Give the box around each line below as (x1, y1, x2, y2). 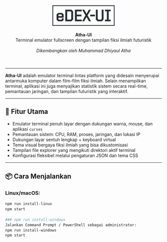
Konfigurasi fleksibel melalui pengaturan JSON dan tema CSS (12, 152, 138, 158)
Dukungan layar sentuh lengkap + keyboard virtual (12, 136, 116, 142)
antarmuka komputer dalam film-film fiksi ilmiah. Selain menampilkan (5, 78, 147, 84)
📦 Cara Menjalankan (5, 172, 72, 180)
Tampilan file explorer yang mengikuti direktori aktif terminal (12, 147, 136, 153)
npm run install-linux (5, 202, 52, 207)
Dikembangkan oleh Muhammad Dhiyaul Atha (36, 47, 131, 53)
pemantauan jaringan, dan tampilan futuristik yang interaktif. (5, 88, 128, 94)
